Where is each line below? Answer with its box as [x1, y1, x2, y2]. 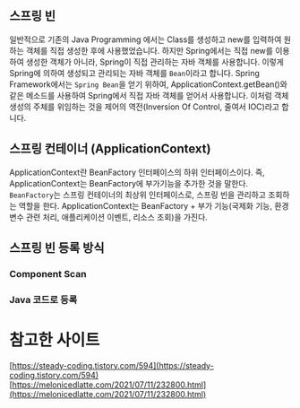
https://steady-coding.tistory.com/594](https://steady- [12, 360, 215, 370]
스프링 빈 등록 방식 [9, 240, 105, 256]
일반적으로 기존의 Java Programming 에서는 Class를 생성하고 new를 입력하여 [9, 34, 282, 45]
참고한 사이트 [9, 330, 100, 351]
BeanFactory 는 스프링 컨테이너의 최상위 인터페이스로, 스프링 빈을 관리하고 [9, 189, 267, 200]
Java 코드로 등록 [9, 293, 78, 306]
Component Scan [9, 267, 87, 280]
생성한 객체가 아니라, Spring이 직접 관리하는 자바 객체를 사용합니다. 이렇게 [25, 56, 284, 67]
